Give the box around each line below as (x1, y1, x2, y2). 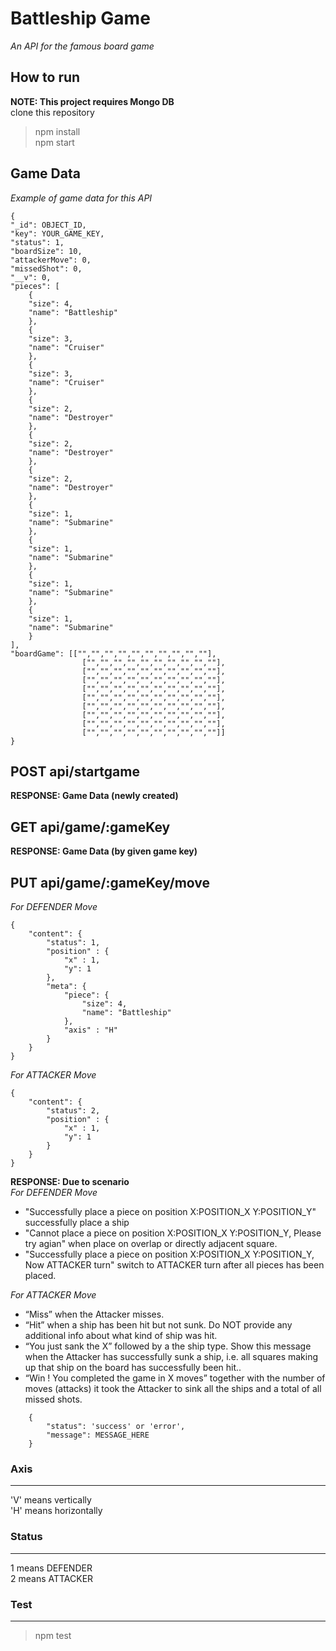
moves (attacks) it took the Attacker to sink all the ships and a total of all (24, 1383, 322, 1394)
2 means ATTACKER (10, 1572, 94, 1584)
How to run (10, 69, 81, 86)
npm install (34, 125, 81, 137)
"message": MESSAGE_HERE (46, 1430, 150, 1440)
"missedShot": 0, (10, 263, 83, 274)
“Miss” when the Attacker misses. (24, 1308, 165, 1320)
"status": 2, (46, 1106, 101, 1116)
